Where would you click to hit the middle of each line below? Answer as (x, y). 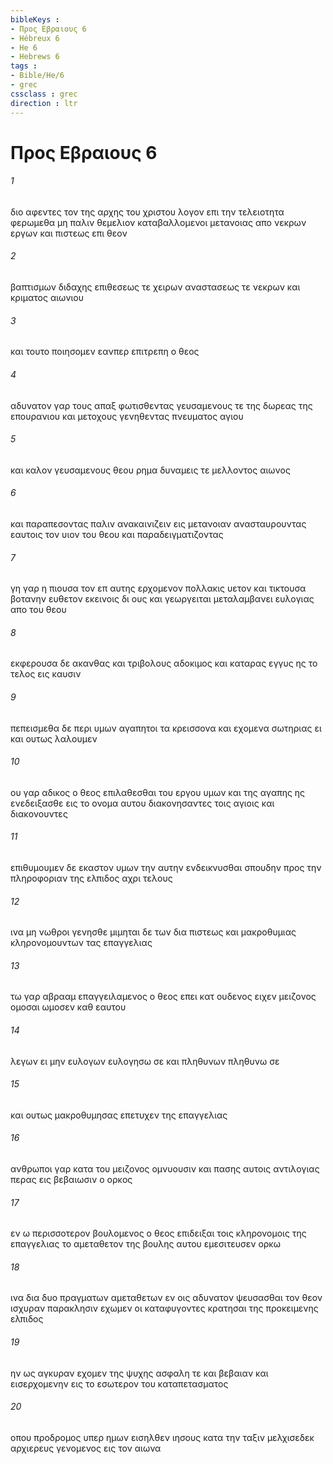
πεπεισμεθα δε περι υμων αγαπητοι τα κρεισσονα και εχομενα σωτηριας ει (166, 728)
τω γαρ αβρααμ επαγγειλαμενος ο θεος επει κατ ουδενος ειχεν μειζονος (163, 997)
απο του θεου (38, 610)
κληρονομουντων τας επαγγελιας (81, 943)
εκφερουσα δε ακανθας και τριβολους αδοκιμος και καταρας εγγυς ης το (164, 663)
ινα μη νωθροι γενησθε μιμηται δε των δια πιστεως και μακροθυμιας (153, 932)
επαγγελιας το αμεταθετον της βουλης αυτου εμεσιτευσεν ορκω (145, 1244)
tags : (24, 66)
